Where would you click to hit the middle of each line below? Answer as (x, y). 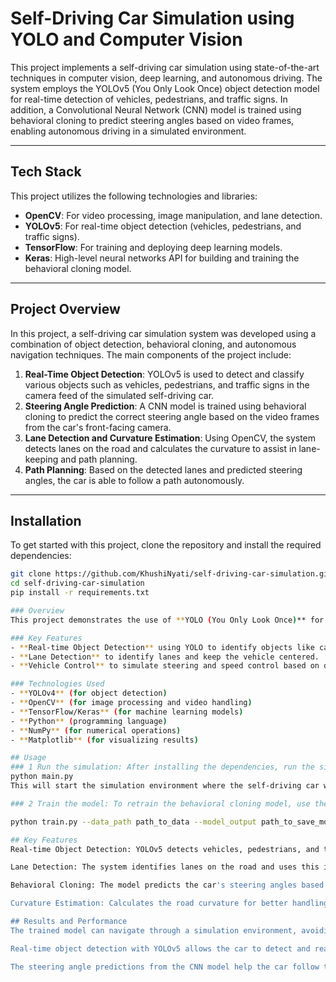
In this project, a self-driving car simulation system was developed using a (163, 333)
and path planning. (99, 459)
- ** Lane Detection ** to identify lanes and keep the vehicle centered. (165, 657)
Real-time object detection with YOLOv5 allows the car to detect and (160, 948)
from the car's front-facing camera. (98, 427)
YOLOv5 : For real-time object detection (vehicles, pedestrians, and (163, 226)
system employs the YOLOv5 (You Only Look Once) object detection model (165, 88)
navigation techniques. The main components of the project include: (151, 354)
